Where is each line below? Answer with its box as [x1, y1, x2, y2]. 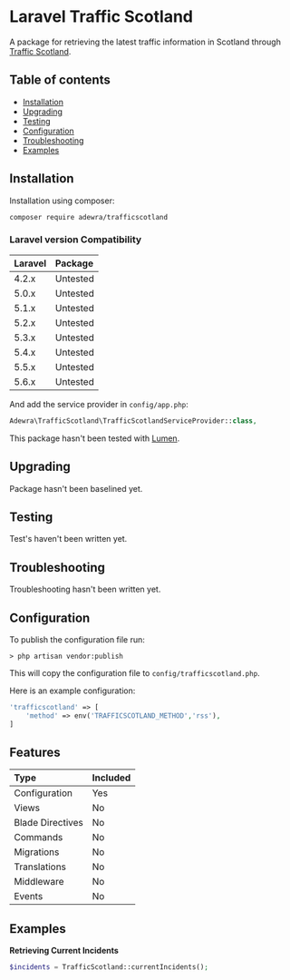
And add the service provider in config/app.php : [9, 398, 188, 409]
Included [92, 771, 131, 784]
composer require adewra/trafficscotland [9, 212, 169, 221]
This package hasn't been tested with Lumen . [9, 433, 180, 444]
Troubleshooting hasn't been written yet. [9, 583, 161, 595]
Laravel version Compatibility [9, 233, 142, 246]
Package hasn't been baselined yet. [9, 483, 143, 494]
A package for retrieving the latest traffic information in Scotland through [9, 36, 281, 47]
